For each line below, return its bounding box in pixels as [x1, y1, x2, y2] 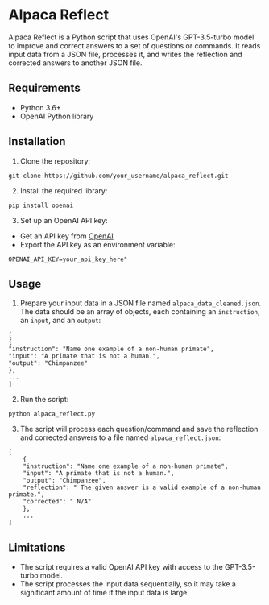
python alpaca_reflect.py [8, 410, 95, 418]
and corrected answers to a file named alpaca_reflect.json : [19, 433, 221, 442]
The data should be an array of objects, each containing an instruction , [19, 307, 260, 317]
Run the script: [19, 395, 69, 404]
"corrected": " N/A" [23, 498, 92, 506]
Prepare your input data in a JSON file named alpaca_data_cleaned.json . [19, 298, 262, 308]
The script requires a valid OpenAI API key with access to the [19, 562, 223, 572]
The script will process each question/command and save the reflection [19, 425, 259, 434]
